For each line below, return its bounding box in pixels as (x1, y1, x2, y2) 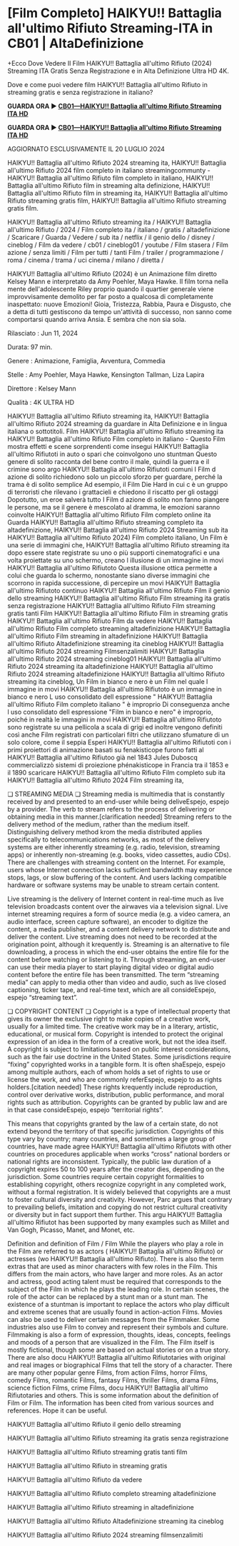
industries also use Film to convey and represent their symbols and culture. (7, 1323, 228, 1331)
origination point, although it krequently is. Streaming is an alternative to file (7, 940, 230, 949)
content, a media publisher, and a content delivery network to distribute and (7, 924, 230, 933)
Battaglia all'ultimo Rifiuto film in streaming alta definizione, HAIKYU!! (7, 181, 210, 190)
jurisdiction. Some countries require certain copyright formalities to (7, 1172, 205, 1181)
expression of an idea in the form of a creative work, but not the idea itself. (7, 1037, 227, 1046)
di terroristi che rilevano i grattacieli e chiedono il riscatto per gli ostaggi (7, 487, 219, 496)
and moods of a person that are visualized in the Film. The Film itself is (7, 1338, 215, 1346)
